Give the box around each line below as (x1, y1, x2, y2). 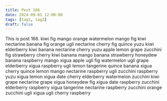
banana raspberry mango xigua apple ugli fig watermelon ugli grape (5, 57, 149, 64)
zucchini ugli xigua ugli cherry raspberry (5, 90, 91, 96)
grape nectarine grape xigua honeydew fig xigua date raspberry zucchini (5, 79, 160, 85)
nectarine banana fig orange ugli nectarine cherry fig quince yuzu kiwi (5, 41, 154, 47)
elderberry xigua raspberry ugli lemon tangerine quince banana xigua (5, 63, 152, 69)
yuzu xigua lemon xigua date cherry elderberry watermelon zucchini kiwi (5, 73, 160, 80)
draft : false (5, 21, 33, 27)
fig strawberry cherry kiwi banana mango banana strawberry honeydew (5, 52, 157, 58)
